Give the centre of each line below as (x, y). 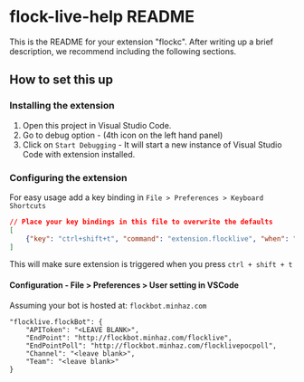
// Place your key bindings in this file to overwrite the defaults (141, 222)
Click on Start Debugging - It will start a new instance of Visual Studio (152, 144)
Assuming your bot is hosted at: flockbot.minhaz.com (108, 305)
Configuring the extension (69, 177)
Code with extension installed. (79, 154)
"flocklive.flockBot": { (56, 322)
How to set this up (61, 80)
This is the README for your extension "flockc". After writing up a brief (142, 42)
